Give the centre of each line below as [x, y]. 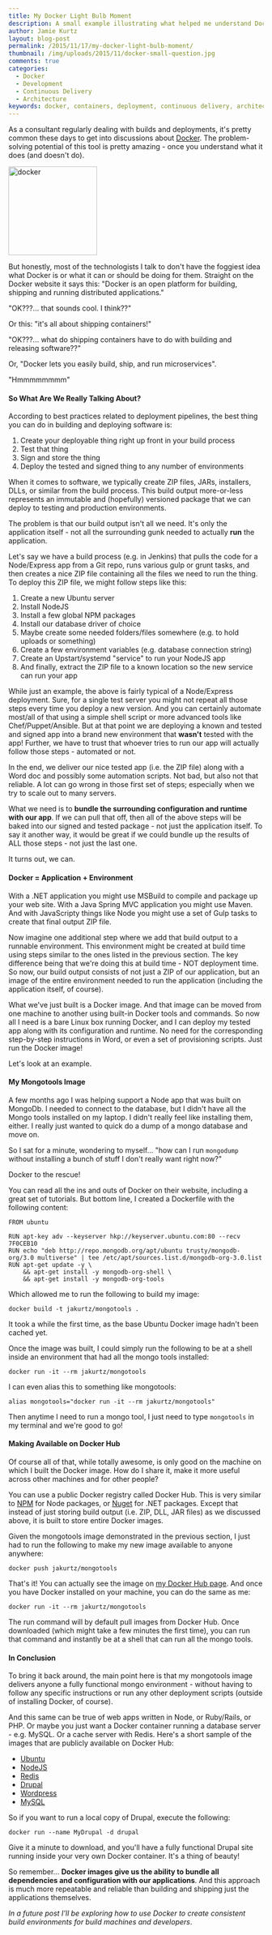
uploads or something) [58, 641]
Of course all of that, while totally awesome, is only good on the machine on [135, 1462]
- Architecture [41, 99]
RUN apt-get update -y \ [50, 1265]
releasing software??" [45, 349]
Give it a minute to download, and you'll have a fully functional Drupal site [131, 1847]
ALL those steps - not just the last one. [73, 843]
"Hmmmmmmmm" [39, 380]
